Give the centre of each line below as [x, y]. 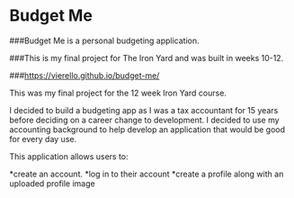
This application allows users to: [69, 156]
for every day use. [43, 139]
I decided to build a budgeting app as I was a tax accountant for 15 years [144, 110]
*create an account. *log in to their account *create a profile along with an [147, 174]
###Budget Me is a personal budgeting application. [104, 40]
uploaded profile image [53, 183]
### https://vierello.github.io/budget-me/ [85, 75]
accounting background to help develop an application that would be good [147, 129]
